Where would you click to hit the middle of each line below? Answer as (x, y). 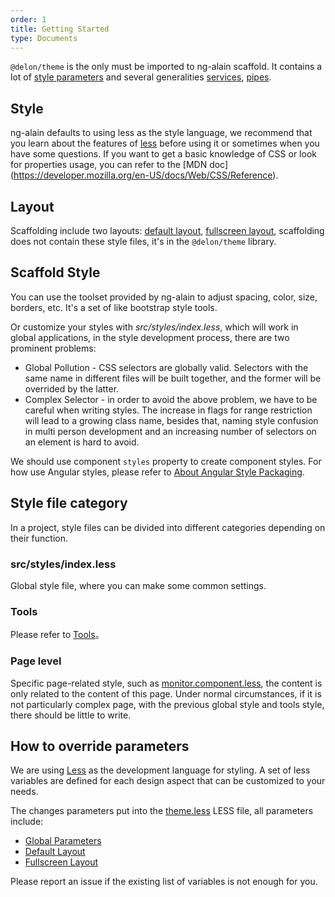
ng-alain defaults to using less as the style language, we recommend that (161, 133)
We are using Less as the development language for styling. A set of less (160, 770)
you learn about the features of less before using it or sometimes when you (165, 143)
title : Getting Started (60, 29)
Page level (36, 661)
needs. (24, 792)
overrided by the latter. (72, 388)
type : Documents (44, 38)
